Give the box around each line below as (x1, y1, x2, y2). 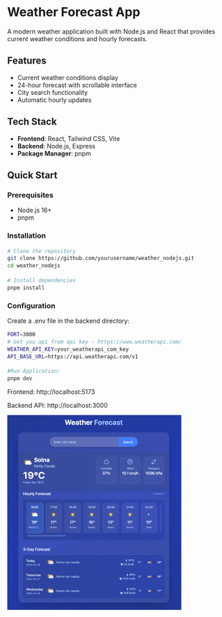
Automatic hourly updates (17, 96, 92, 104)
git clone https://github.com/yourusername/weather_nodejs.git (7, 255, 195, 262)
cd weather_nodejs (7, 262, 61, 269)
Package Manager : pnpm (17, 149, 92, 158)
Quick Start (7, 169, 58, 181)
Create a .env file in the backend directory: (7, 317, 130, 325)
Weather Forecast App (7, 4, 141, 20)
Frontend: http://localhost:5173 (7, 388, 95, 396)
